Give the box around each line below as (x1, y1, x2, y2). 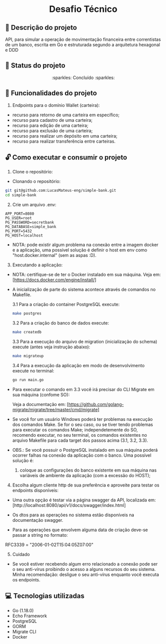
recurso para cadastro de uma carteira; (12, 117, 93, 123)
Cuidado (12, 551, 30, 557)
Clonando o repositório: (12, 178, 61, 184)
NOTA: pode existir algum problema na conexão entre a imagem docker (12, 242, 159, 248)
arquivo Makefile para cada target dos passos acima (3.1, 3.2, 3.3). (12, 437, 149, 443)
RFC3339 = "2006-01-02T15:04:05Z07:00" (5, 542, 94, 548)
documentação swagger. (12, 517, 63, 523)
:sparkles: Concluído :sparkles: (52, 75, 115, 80)
